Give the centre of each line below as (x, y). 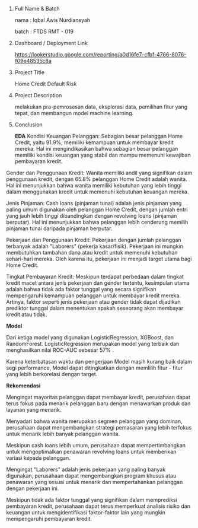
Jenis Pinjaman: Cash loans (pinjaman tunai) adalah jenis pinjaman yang (94, 203)
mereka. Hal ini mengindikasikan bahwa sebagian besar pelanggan (96, 149)
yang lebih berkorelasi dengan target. (52, 374)
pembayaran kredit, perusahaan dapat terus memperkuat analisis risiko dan (98, 506)
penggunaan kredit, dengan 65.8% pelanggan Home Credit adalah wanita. (97, 179)
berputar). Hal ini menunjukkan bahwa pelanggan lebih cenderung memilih (97, 222)
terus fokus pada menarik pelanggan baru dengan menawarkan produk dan (98, 403)
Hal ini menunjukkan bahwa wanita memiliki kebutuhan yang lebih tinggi (94, 185)
